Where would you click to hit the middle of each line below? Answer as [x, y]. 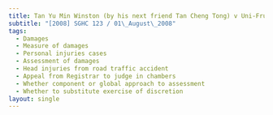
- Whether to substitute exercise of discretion [100, 91]
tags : [17, 31]
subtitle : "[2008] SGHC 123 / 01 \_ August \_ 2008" [92, 23]
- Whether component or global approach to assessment [110, 83]
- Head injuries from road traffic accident [92, 69]
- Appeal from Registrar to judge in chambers [96, 76]
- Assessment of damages [58, 62]
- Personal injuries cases [61, 53]
